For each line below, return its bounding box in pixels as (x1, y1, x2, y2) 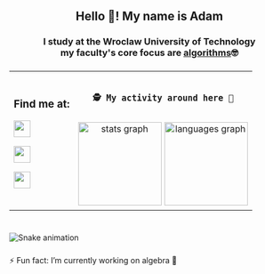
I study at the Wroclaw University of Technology (43, 36, 256, 48)
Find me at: (13, 97, 70, 111)
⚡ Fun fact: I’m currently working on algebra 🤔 (9, 254, 178, 265)
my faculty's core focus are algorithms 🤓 (60, 46, 238, 59)
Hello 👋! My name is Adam (75, 9, 224, 24)
